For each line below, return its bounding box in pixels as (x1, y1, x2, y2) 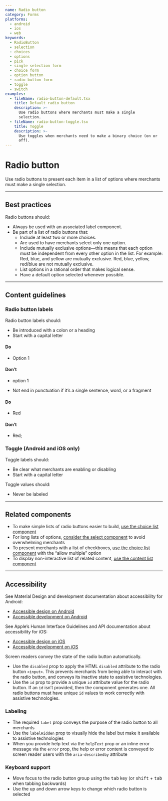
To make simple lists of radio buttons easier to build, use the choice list (12, 524, 159, 530)
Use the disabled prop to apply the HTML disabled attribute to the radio (12, 663, 161, 670)
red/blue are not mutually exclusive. (19, 261, 94, 267)
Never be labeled (12, 491, 48, 497)
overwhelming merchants (12, 540, 65, 546)
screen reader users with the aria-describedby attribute (12, 751, 127, 757)
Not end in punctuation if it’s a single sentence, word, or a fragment (12, 387, 151, 393)
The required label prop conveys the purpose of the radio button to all (12, 719, 158, 725)
